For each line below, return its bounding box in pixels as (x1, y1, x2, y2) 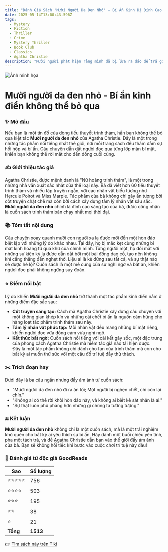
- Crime (9, 36, 26, 41)
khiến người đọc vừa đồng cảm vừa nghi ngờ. (12, 329, 106, 336)
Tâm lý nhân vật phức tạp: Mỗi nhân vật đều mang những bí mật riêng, (12, 324, 159, 330)
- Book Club (9, 45, 35, 50)
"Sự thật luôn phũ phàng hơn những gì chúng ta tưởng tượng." (12, 402, 140, 408)
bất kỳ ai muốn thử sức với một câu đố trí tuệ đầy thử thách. (12, 351, 136, 357)
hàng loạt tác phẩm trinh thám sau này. (12, 319, 93, 325)
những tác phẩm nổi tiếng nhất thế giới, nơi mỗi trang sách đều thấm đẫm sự (5, 140, 162, 146)
